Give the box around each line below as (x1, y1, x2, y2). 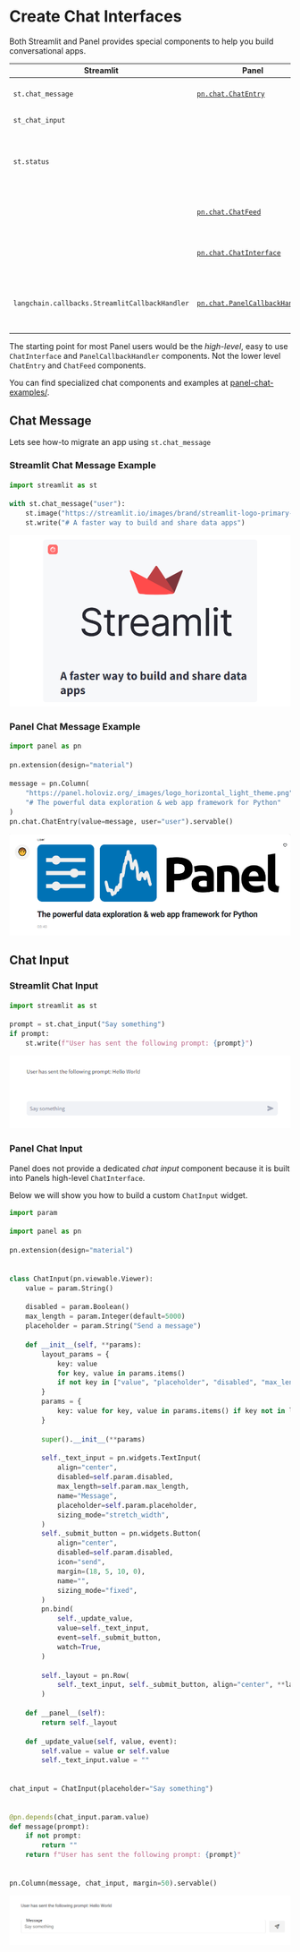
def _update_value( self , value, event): (25, 1737, 178, 1746)
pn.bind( (41, 1605, 74, 1614)
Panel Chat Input (9, 1143, 83, 1155)
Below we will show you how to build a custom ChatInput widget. (9, 1189, 248, 1201)
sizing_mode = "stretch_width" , (56, 1511, 170, 1520)
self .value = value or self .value (41, 1746, 170, 1756)
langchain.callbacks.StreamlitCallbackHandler (12, 299, 189, 308)
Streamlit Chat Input (9, 980, 98, 992)
